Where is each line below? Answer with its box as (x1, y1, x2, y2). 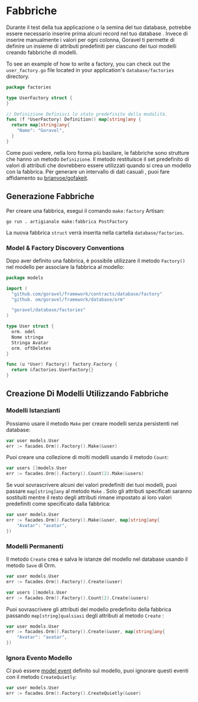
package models (6, 275, 44, 281)
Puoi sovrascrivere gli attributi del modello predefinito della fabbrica (6, 606, 171, 613)
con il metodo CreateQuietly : (6, 674, 77, 681)
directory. (6, 73, 30, 80)
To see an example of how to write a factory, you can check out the (6, 60, 170, 67)
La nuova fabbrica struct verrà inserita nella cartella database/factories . (6, 229, 184, 236)
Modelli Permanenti (6, 542, 64, 550)
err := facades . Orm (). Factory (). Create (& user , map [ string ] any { (6, 629, 165, 635)
